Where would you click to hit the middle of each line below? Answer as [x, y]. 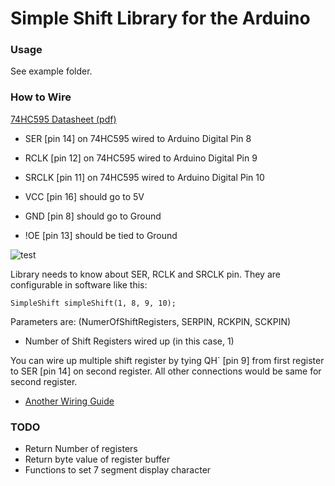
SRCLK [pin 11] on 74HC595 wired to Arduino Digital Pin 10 [144, 177]
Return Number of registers [81, 449]
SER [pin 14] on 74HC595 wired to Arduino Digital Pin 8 [138, 138]
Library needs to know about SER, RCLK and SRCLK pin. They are [145, 274]
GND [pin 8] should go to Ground [93, 216]
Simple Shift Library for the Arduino [160, 18]
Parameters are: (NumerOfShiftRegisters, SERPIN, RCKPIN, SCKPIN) [151, 321]
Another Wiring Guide [69, 401]
